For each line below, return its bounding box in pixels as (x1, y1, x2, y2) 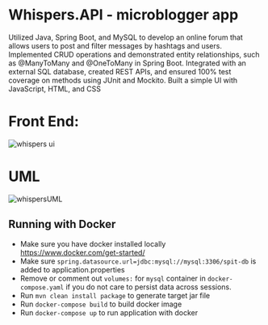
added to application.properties (19, 264, 125, 274)
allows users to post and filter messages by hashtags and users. (8, 40, 222, 50)
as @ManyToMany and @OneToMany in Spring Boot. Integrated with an (8, 58, 246, 68)
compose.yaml (19, 283, 65, 292)
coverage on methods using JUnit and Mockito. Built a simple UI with (8, 75, 238, 85)
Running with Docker (8, 217, 116, 231)
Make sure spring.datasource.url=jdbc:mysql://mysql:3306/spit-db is (19, 256, 257, 266)
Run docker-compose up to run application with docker (19, 307, 199, 317)
